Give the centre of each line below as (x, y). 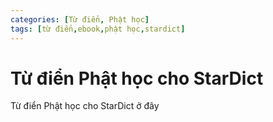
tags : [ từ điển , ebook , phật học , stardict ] (98, 29)
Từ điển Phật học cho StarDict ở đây (85, 106)
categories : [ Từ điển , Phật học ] (80, 19)
